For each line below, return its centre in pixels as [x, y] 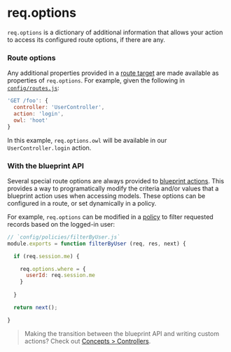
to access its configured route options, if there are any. [86, 39]
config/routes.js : [33, 88]
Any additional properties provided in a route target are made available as [113, 73]
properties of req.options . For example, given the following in [96, 80]
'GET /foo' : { [28, 101]
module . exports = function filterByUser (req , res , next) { [97, 244]
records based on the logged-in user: [61, 224]
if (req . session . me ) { [47, 256]
